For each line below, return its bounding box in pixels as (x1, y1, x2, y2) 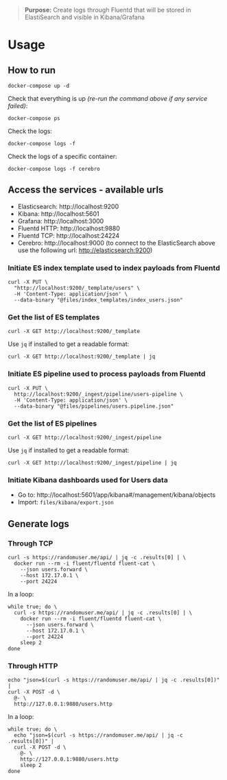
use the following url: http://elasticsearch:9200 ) (17, 246, 153, 254)
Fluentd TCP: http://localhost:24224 (17, 231, 120, 239)
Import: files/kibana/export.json (17, 498, 114, 507)
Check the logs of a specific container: (8, 152, 117, 160)
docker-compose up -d (8, 82, 70, 89)
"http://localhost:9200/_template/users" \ (14, 284, 140, 292)
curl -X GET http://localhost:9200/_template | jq (8, 353, 156, 361)
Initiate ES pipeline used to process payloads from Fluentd (8, 369, 206, 379)
